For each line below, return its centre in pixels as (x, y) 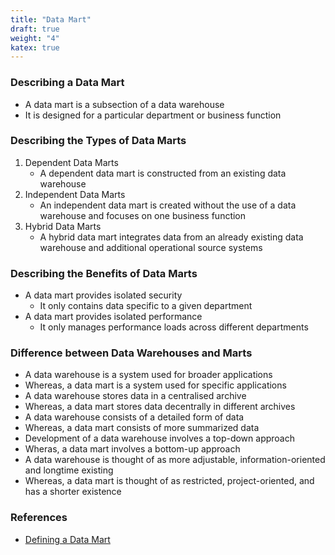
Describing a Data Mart (67, 83)
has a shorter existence (73, 492)
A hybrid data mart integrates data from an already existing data (171, 237)
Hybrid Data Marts (63, 226)
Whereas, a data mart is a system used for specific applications (155, 385)
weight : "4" (35, 38)
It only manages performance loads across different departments (174, 327)
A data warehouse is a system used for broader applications (148, 375)
